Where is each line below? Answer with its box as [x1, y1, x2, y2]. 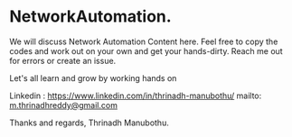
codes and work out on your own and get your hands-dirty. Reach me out [9, 45, 283, 56]
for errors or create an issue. [9, 55, 117, 66]
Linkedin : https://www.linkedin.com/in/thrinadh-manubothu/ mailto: [9, 90, 262, 101]
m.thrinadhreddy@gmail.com [9, 99, 118, 110]
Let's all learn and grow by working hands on [9, 72, 177, 83]
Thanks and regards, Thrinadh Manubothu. [9, 117, 169, 128]
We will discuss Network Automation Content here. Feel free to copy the [9, 36, 278, 47]
